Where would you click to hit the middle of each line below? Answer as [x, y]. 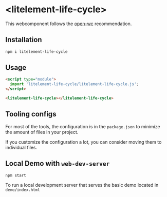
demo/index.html [23, 190]
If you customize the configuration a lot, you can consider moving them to [83, 142]
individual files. [21, 147]
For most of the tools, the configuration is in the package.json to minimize [83, 126]
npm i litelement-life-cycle [36, 52]
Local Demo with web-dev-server [58, 163]
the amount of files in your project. [42, 132]
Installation [24, 40]
